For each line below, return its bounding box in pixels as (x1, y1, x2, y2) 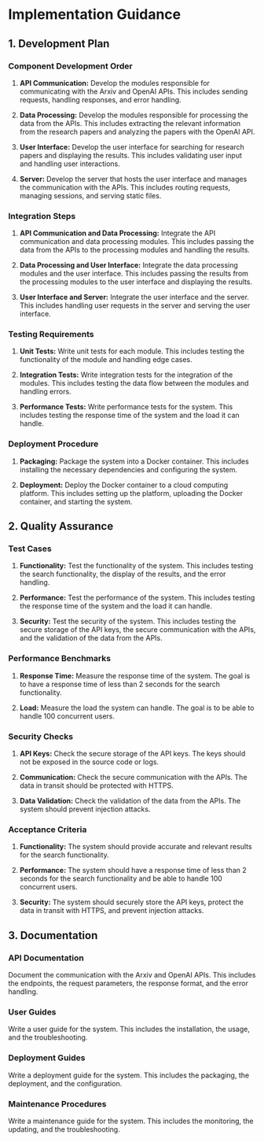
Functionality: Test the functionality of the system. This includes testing (19, 561, 254, 571)
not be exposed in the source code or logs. (19, 757, 159, 767)
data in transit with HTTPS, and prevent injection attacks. (19, 906, 204, 915)
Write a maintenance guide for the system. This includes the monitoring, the (8, 1116, 254, 1125)
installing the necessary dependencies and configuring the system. (19, 464, 238, 474)
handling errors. (19, 387, 72, 397)
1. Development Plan (8, 37, 110, 50)
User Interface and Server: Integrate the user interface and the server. (19, 293, 250, 302)
